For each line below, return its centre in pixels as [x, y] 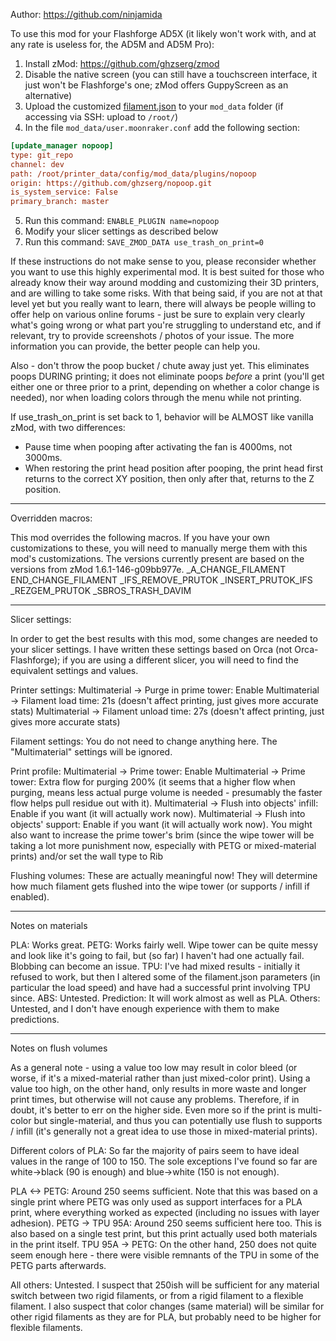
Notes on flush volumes [59, 1048]
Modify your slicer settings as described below [121, 231]
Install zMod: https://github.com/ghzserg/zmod [122, 63]
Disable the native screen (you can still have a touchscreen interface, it [171, 74]
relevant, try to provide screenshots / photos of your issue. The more [152, 336]
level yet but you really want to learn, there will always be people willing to [163, 304]
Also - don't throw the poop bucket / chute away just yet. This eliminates [160, 366]
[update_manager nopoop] [62, 146]
